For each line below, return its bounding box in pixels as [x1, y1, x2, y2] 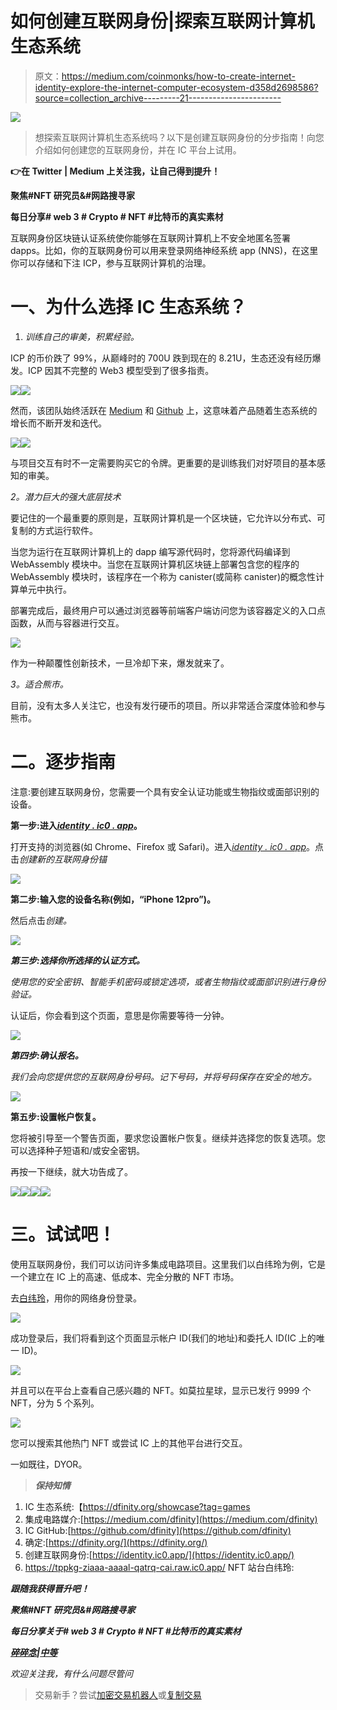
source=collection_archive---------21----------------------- [34, 92, 282, 104]
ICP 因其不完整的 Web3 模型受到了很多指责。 [27, 364, 215, 376]
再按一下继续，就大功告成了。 [10, 1165, 133, 1177]
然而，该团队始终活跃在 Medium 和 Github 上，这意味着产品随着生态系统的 [10, 404, 318, 416]
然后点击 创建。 [10, 914, 72, 926]
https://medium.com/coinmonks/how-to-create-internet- [61, 70, 296, 82]
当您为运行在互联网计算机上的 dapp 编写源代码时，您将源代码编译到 [10, 545, 291, 557]
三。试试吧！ [10, 1223, 117, 1246]
